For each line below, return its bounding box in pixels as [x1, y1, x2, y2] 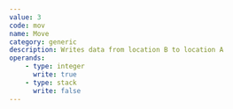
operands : [9, 54, 46, 62]
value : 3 [9, 12, 42, 22]
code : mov [9, 21, 46, 30]
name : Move [9, 29, 50, 38]
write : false [32, 86, 82, 95]
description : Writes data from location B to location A [9, 46, 224, 54]
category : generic [9, 37, 77, 47]
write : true [32, 70, 77, 79]
